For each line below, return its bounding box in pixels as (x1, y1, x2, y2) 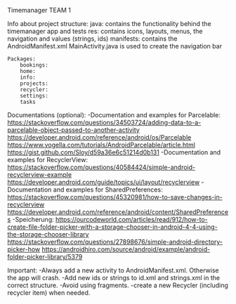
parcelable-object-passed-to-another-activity (7, 126, 140, 134)
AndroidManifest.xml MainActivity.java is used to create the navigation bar (7, 42, 223, 50)
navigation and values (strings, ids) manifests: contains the (7, 34, 178, 43)
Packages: (7, 55, 37, 62)
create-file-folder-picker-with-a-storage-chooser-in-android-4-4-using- (7, 223, 218, 231)
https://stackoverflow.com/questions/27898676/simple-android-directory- (7, 238, 223, 246)
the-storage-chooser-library (7, 230, 89, 238)
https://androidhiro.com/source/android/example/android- (41, 245, 211, 253)
